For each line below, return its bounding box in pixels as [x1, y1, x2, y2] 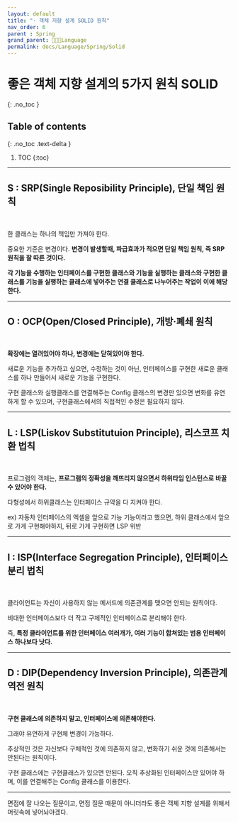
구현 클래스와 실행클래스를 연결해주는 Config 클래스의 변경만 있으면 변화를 [7, 388, 212, 397]
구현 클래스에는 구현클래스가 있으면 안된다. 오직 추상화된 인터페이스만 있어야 [7, 768, 217, 777]
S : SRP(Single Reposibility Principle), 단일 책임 [7, 182, 215, 194]
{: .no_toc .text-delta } [7, 139, 72, 148]
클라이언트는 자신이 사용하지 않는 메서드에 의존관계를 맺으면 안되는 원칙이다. [7, 599, 217, 607]
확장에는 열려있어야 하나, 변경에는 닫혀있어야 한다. [7, 349, 144, 358]
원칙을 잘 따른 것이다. [7, 253, 66, 262]
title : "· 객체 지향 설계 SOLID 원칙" [7, 17, 110, 24]
